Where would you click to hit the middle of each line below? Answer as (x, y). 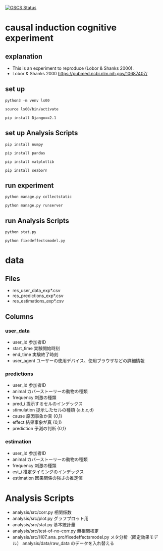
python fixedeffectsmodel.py (35, 241)
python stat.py (21, 232)
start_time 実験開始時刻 (36, 348)
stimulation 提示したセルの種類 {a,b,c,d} (53, 410)
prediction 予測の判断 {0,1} (39, 429)
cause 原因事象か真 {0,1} (37, 416)
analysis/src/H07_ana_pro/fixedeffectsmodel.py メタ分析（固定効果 (81, 537)
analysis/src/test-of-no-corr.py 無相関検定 (55, 531)
